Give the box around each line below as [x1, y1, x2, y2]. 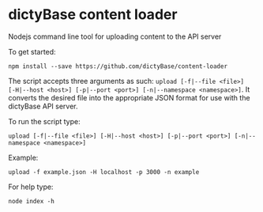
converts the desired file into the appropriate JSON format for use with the [8, 93, 250, 102]
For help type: [8, 182, 54, 191]
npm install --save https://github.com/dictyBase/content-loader [8, 62, 227, 70]
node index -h [8, 197, 55, 205]
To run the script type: [8, 116, 81, 126]
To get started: [8, 47, 57, 56]
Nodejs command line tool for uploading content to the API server [8, 32, 222, 41]
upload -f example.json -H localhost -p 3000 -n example [8, 168, 200, 176]
